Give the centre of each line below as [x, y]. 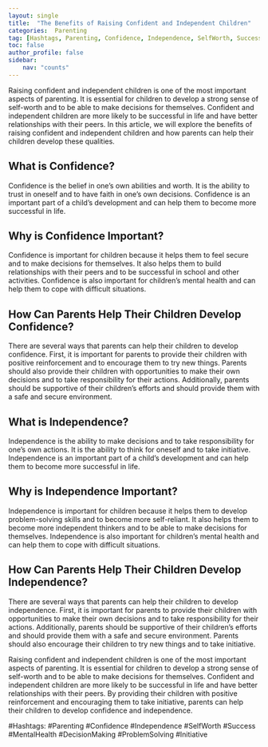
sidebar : [23, 61]
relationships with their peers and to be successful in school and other [124, 272]
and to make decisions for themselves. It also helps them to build [115, 263]
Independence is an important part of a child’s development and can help [128, 458]
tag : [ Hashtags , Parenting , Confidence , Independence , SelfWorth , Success [135, 38]
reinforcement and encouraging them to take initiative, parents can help [126, 702]
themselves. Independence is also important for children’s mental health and [134, 536]
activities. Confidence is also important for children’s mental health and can [132, 281]
